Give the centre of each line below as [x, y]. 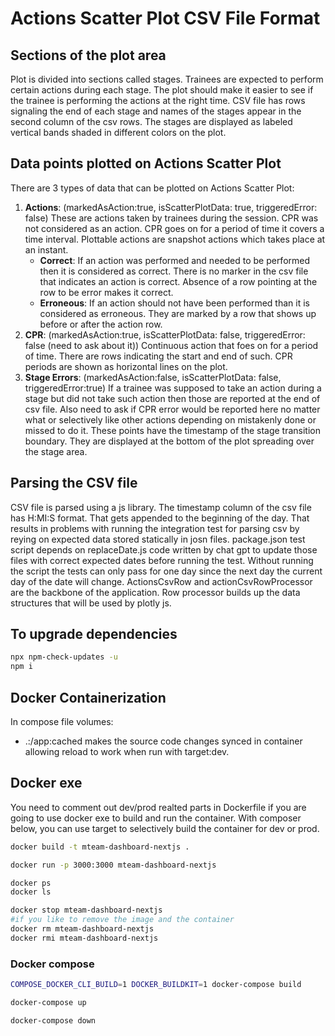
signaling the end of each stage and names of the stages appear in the [156, 111]
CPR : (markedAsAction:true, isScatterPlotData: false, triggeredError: [165, 334]
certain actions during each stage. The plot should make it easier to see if [162, 90]
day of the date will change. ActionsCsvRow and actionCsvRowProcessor [161, 581]
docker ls [31, 892]
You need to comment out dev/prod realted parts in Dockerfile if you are [158, 807]
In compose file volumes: [62, 721]
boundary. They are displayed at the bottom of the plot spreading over [169, 441]
